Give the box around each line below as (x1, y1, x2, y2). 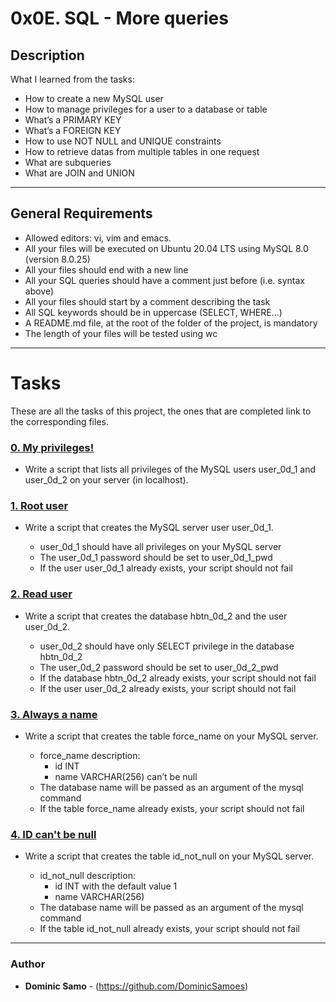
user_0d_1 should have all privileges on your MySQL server (39, 541, 282, 553)
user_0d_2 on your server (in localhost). (24, 474, 189, 486)
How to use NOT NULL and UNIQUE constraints (24, 135, 222, 147)
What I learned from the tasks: (10, 73, 135, 85)
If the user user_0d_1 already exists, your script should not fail (39, 562, 293, 574)
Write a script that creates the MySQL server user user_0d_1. (24, 522, 274, 534)
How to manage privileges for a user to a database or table (24, 103, 268, 115)
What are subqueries (24, 157, 112, 168)
